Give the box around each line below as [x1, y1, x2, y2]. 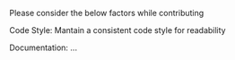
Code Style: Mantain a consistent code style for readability [9, 25, 226, 35]
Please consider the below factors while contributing [9, 8, 205, 18]
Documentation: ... [9, 42, 78, 53]
